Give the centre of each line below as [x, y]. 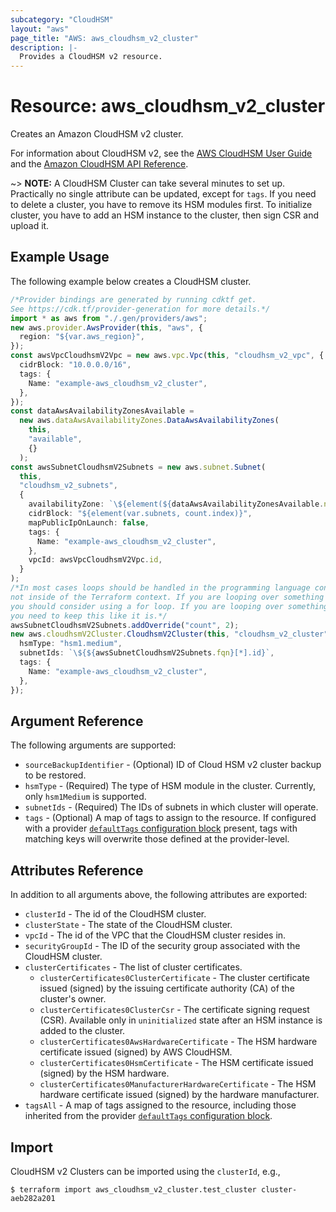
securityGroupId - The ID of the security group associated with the [162, 946]
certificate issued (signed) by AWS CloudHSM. [136, 1052]
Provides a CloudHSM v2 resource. [91, 57]
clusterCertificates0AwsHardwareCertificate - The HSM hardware [178, 1042]
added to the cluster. [82, 1031]
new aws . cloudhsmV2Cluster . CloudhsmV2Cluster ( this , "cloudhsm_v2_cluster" [169, 634]
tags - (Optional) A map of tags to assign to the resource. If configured [170, 818]
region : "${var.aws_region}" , [82, 337]
